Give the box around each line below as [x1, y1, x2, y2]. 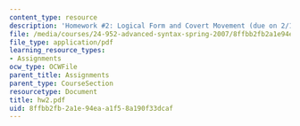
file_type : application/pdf [9, 37, 114, 47]
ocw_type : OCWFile [9, 63, 78, 72]
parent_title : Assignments [9, 71, 110, 80]
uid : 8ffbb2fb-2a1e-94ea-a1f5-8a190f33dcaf [9, 104, 174, 113]
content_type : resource [9, 12, 98, 22]
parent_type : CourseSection [9, 79, 114, 88]
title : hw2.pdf [9, 95, 66, 105]
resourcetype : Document [9, 87, 98, 96]
